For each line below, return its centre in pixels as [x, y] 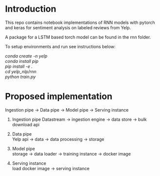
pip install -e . [19, 66]
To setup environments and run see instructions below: [60, 46]
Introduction [31, 9]
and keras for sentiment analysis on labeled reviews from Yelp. [68, 27]
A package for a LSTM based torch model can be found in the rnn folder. [78, 37]
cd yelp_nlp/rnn [21, 71]
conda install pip [22, 61]
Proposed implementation [59, 97]
